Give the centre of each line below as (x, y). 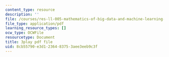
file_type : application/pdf (35, 24)
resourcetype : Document (30, 38)
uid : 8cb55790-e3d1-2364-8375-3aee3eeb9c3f (52, 47)
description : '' (22, 14)
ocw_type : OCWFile (24, 33)
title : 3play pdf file (29, 42)
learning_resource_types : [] (36, 28)
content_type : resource (30, 10)
